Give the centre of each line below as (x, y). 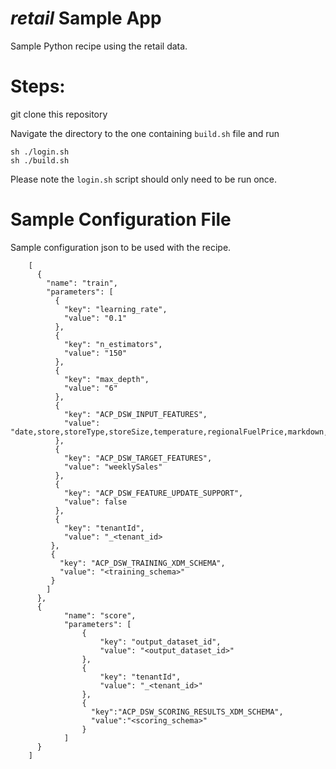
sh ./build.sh (40, 160)
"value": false (95, 502)
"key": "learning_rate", (115, 309)
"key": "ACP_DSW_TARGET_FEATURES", (138, 458)
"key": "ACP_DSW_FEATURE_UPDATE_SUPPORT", (153, 493)
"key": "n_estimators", (113, 344)
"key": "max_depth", (106, 379)
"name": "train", (82, 283)
